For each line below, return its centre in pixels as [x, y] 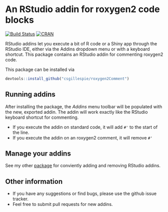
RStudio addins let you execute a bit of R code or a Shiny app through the [81, 43]
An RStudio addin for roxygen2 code [82, 9]
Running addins [30, 94]
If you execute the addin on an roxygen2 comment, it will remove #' [82, 137]
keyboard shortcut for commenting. [42, 117]
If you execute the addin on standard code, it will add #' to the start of [85, 127]
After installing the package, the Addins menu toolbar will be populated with [84, 106]
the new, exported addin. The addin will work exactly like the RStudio [77, 112]
